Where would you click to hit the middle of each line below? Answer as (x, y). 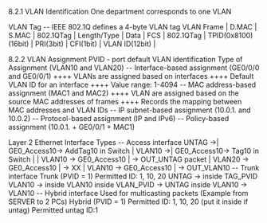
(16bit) (19, 44)
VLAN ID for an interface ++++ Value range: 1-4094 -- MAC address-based (132, 84)
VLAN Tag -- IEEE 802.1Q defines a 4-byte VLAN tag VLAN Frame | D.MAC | (133, 27)
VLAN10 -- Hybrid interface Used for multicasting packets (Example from (128, 193)
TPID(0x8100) (230, 35)
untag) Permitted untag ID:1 (53, 210)
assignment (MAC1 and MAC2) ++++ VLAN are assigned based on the (124, 93)
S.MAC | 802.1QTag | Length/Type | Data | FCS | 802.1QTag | (107, 35)
